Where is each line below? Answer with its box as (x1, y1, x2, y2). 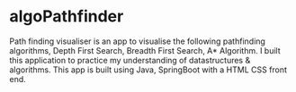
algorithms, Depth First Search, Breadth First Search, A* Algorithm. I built (9, 45, 281, 55)
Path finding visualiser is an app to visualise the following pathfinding (9, 36, 265, 46)
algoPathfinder (9, 6, 124, 27)
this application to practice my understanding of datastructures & (9, 54, 251, 65)
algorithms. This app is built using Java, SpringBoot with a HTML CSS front (9, 64, 288, 75)
